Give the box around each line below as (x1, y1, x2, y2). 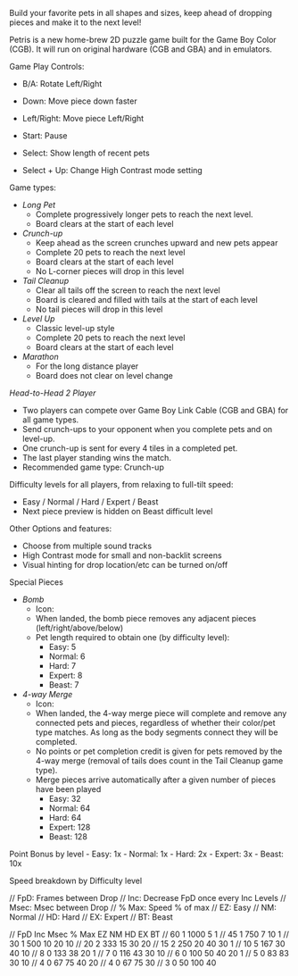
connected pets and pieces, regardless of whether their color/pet (35, 718, 276, 728)
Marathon (21, 352, 60, 362)
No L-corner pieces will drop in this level (35, 266, 185, 276)
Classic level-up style (35, 323, 115, 333)
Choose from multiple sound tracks (21, 540, 153, 551)
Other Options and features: (9, 523, 112, 534)
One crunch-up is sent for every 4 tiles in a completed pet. (21, 443, 238, 454)
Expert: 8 (48, 670, 83, 680)
